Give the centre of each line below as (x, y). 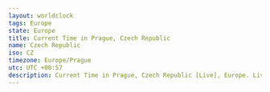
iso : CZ (21, 53)
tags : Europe (30, 23)
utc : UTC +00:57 (35, 68)
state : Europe (32, 30)
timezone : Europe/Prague (50, 61)
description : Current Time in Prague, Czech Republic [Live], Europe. (129, 75)
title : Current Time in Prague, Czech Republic (90, 38)
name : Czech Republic (45, 46)
